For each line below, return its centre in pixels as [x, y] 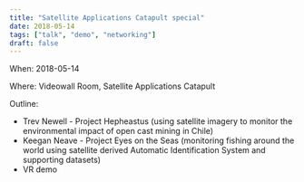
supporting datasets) [62, 160]
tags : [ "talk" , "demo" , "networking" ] [83, 34]
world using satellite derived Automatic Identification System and [144, 150]
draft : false [34, 43]
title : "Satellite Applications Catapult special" [107, 18]
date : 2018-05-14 [42, 26]
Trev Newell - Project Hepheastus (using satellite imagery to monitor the [157, 121]
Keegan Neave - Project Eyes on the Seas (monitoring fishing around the [158, 140]
